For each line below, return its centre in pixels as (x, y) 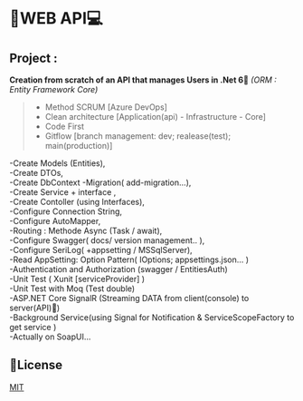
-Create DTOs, (36, 173)
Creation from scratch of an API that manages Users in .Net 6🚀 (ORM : (143, 80)
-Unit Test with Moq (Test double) (72, 289)
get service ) (33, 327)
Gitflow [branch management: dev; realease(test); (138, 136)
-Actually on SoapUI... (50, 337)
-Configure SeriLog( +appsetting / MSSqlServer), (101, 250)
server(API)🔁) (35, 308)
